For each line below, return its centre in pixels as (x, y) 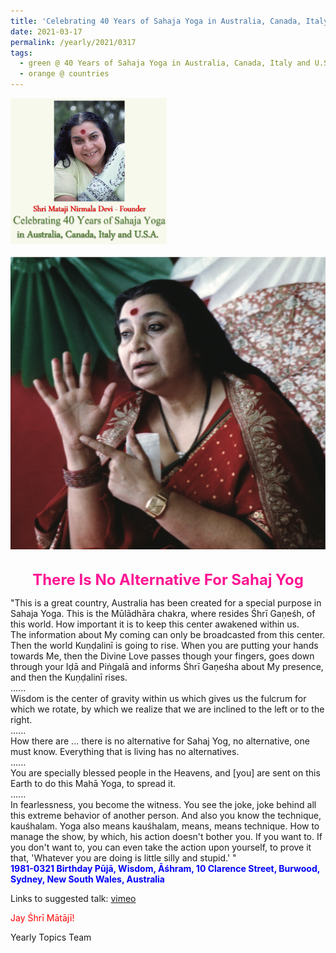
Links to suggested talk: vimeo (73, 899)
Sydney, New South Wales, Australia (87, 879)
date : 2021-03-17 (46, 31)
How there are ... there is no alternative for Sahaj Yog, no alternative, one (160, 741)
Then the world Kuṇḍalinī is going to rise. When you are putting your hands (164, 646)
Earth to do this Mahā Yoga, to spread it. (93, 784)
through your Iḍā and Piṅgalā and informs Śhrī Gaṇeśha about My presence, (167, 667)
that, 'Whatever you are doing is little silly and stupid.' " (123, 858)
